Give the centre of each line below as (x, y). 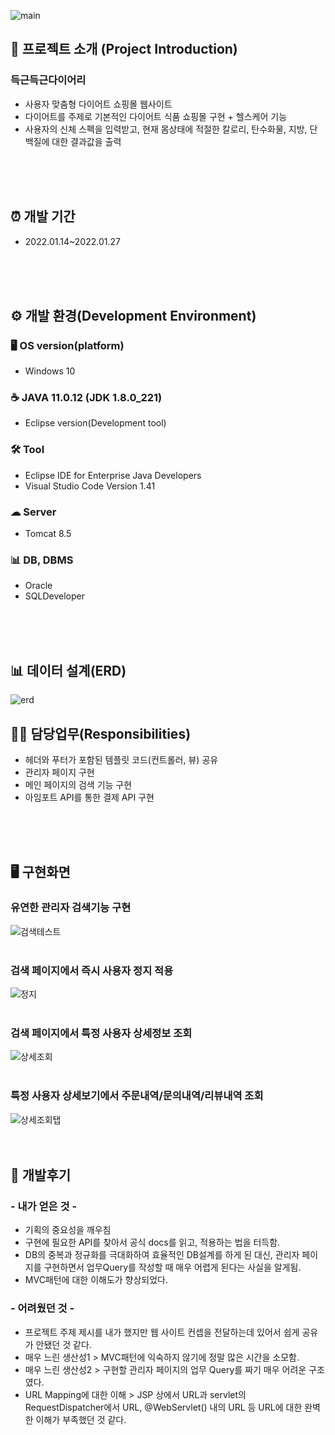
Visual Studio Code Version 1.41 (90, 486)
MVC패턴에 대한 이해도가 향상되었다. (96, 1280)
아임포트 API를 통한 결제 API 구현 (89, 797)
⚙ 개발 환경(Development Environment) (133, 315)
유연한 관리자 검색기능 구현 (71, 908)
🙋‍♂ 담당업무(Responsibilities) (101, 733)
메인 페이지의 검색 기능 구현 (78, 784)
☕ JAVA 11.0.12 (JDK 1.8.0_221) (86, 398)
